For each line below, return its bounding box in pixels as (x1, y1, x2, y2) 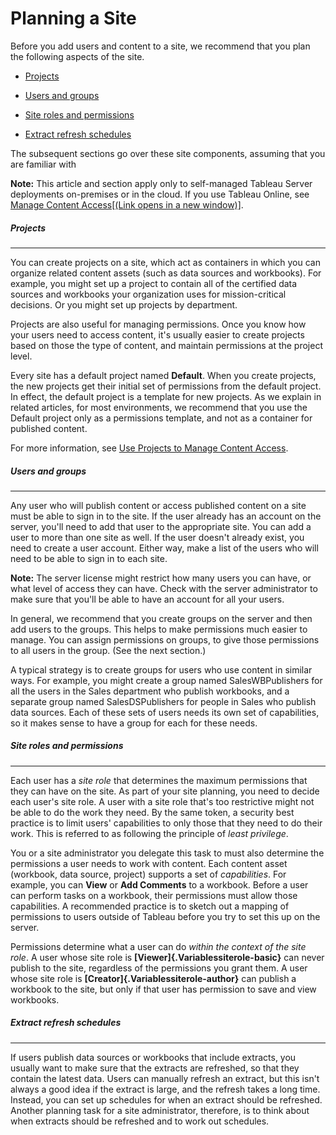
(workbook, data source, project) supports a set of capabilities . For (10, 868, 287, 880)
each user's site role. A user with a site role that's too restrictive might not (10, 795, 315, 807)
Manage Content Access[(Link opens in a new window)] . (10, 198, 244, 211)
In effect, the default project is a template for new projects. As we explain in (10, 390, 322, 402)
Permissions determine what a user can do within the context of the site (10, 940, 307, 952)
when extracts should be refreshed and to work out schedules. (10, 1115, 270, 1127)
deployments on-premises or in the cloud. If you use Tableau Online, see (10, 188, 310, 200)
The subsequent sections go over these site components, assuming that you (10, 147, 326, 159)
